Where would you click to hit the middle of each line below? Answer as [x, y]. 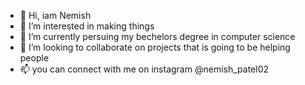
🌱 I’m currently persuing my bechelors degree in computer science [157, 36]
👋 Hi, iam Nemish [55, 15]
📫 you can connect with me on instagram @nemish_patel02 [144, 69]
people [34, 58]
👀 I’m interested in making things [87, 26]
